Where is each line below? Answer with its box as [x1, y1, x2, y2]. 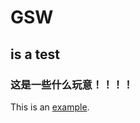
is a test [10, 46, 61, 63]
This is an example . [10, 101, 90, 113]
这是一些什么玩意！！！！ [10, 77, 134, 91]
